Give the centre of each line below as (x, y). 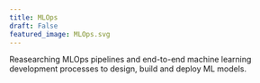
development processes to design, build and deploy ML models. (128, 69)
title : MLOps (34, 17)
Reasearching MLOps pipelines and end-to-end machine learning (130, 60)
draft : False (34, 26)
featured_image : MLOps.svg (60, 34)
